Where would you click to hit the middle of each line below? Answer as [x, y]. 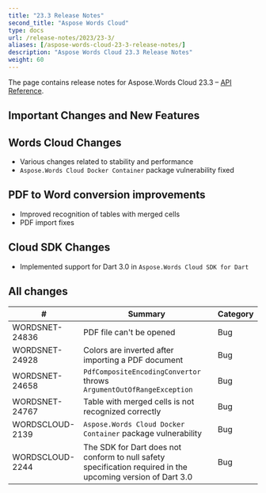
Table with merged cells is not [139, 401]
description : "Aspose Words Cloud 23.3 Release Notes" [101, 52]
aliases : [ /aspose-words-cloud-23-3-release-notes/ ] [97, 45]
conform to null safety [124, 457]
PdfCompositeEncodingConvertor [142, 372]
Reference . [26, 90]
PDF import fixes [47, 222]
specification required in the [135, 467]
